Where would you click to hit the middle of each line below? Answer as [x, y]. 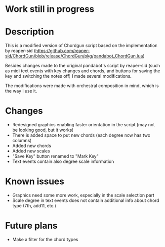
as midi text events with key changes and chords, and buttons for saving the [83, 71]
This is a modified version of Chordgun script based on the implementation [82, 46]
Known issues [35, 181]
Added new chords [32, 146]
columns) [22, 141]
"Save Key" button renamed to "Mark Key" [55, 156]
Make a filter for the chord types [45, 239]
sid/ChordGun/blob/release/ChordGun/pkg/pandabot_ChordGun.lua [74, 56]
